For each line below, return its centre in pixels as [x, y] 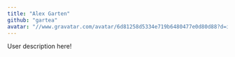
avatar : [19, 26]
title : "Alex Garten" [39, 14]
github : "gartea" [33, 20]
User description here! [40, 47]
